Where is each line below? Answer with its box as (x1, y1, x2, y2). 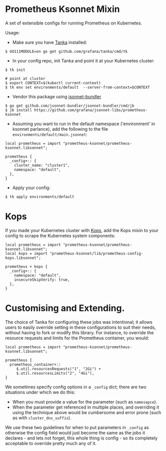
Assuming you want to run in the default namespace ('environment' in (12, 121, 156, 127)
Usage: (5, 29, 20, 35)
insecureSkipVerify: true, (14, 277, 70, 282)
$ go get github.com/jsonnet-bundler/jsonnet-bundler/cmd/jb (5, 103, 135, 108)
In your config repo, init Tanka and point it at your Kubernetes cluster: (12, 57, 155, 63)
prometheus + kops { (5, 264, 48, 269)
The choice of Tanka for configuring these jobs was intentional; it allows (5, 319, 153, 325)
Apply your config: (12, 185, 51, 191)
